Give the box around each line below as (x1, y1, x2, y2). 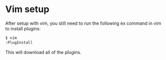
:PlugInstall (5, 40, 33, 45)
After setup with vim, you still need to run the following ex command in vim (5, 20, 161, 26)
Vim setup (5, 4, 50, 15)
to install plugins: (5, 25, 41, 31)
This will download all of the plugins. (5, 49, 82, 55)
